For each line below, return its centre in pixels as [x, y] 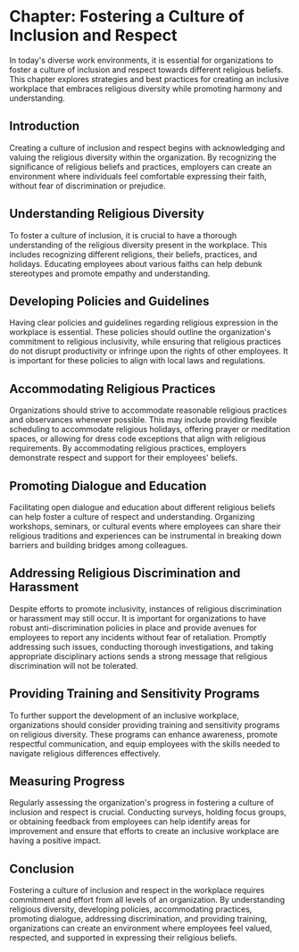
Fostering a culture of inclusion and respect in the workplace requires [137, 890]
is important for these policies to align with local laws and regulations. [137, 361]
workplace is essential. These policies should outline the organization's [140, 332]
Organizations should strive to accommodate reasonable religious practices [148, 410]
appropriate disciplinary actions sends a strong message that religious [138, 656]
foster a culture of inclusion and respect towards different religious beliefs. [146, 70]
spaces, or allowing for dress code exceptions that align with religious [137, 438]
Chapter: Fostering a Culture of [127, 17]
